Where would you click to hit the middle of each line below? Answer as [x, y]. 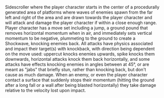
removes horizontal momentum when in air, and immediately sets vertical [79, 33]
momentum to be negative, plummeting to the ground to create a [70, 38]
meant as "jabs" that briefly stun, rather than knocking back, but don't [76, 70]
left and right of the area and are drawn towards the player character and [79, 17]
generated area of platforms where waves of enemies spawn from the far [79, 12]
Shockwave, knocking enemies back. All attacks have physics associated [79, 43]
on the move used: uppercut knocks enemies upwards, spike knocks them [80, 54]
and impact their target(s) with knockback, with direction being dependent [80, 49]
